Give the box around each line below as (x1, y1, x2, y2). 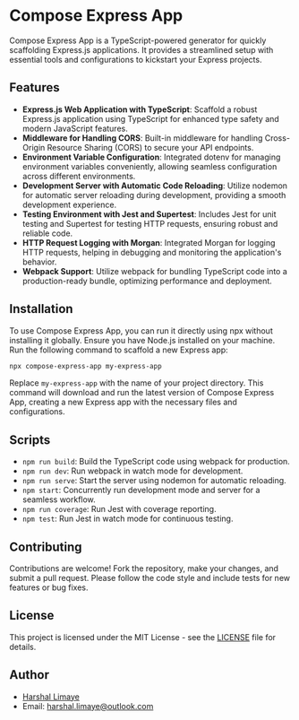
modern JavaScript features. (21, 123, 128, 134)
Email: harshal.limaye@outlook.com (21, 700, 154, 711)
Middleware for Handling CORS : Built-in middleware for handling (21, 132, 263, 143)
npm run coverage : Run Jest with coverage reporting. (21, 504, 217, 515)
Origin (21, 142, 46, 152)
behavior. (21, 256, 57, 267)
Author (9, 667, 49, 682)
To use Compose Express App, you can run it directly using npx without (9, 325, 273, 336)
